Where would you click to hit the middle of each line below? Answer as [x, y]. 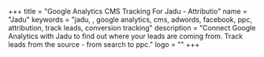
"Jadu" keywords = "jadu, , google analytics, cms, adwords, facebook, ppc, [130, 20]
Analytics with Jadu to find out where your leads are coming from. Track [125, 36]
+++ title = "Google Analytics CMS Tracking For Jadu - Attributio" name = [128, 11]
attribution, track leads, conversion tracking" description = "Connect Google [132, 28]
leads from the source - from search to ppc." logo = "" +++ [104, 45]
